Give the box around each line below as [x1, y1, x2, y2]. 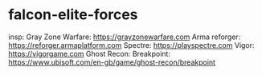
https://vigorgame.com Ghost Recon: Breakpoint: [8, 49, 171, 58]
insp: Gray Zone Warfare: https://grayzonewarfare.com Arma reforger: [8, 32, 241, 41]
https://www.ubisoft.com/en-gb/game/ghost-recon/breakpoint [8, 57, 215, 67]
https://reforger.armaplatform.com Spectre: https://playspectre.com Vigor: [8, 40, 255, 49]
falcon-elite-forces [8, 6, 138, 24]
